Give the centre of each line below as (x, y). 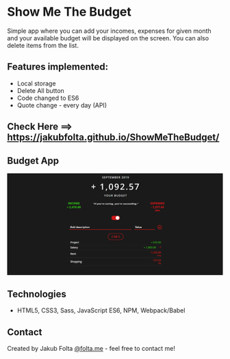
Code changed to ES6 (48, 98)
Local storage (36, 83)
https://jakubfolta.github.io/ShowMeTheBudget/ (113, 137)
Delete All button (41, 90)
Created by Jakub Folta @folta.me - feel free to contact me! (91, 349)
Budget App (33, 160)
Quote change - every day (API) (62, 105)
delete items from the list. (43, 45)
